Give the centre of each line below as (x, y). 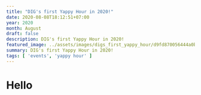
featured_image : (26, 45)
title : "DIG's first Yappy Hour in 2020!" (60, 12)
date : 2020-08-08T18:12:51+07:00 (48, 17)
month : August (24, 28)
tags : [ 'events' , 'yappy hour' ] (49, 56)
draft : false (22, 34)
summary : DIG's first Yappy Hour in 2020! (60, 50)
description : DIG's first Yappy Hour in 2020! (65, 39)
